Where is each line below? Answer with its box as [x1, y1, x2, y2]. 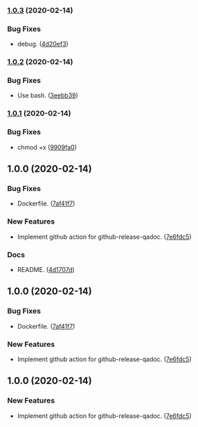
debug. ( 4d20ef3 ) [17, 40, 69, 48]
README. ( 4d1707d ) [17, 265, 75, 273]
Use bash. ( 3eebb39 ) [17, 91, 78, 100]
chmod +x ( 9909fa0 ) [17, 143, 78, 151]
